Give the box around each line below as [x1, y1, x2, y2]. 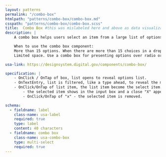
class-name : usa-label [14, 112, 61, 117]
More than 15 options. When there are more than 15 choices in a [14, 48, 152, 53]
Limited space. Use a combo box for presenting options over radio [14, 53, 156, 58]
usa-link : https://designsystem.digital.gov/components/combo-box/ [5, 62, 147, 67]
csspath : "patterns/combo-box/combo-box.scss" [5, 21, 103, 26]
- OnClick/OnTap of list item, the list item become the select [14, 85, 149, 90]
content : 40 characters [14, 126, 63, 131]
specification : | [5, 71, 41, 76]
